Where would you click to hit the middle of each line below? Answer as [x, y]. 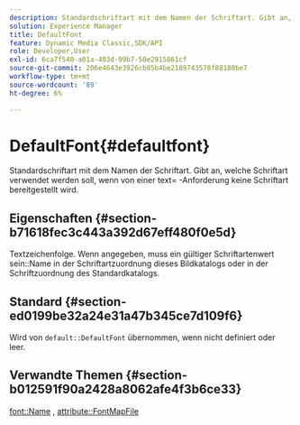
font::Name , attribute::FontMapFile [74, 411]
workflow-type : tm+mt [50, 77]
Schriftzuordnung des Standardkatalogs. [85, 273]
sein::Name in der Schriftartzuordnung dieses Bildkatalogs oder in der [139, 263]
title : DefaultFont [46, 34]
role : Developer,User [50, 51]
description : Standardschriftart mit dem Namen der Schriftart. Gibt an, [151, 18]
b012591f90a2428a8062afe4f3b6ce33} [126, 389]
